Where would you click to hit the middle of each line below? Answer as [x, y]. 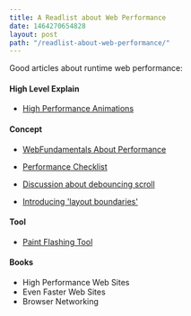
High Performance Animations [78, 109]
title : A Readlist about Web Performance [88, 18]
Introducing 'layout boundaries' [80, 201]
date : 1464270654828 [48, 26]
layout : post [34, 34]
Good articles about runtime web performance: [96, 68]
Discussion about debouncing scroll [88, 184]
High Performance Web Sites [76, 283]
